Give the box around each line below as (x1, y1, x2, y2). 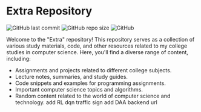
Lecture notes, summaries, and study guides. (15, 73, 128, 80)
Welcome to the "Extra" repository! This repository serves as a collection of (6, 36, 195, 43)
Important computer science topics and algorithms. (15, 86, 143, 93)
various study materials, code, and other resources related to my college (6, 42, 188, 49)
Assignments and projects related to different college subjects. (15, 66, 172, 73)
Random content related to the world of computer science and (15, 92, 171, 99)
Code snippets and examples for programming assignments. (15, 79, 166, 87)
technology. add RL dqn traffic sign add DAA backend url (15, 98, 157, 106)
